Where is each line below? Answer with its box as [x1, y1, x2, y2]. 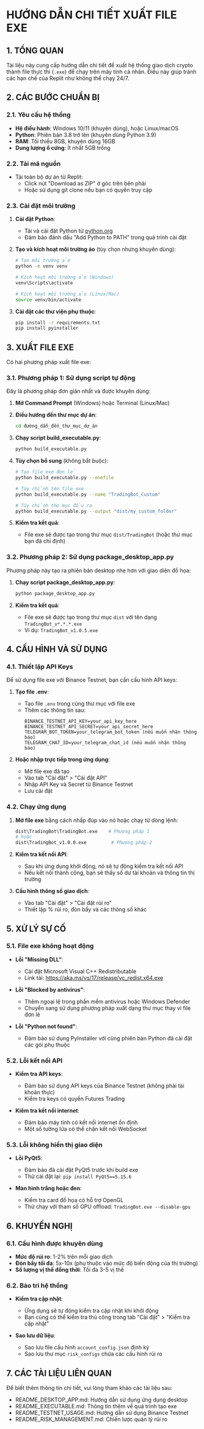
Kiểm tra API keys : [15, 1070, 63, 1078]
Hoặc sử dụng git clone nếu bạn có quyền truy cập [24, 186, 153, 193]
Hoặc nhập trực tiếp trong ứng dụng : [15, 756, 110, 763]
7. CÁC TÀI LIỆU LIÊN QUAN [6, 1368, 112, 1378]
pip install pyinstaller [15, 325, 79, 332]
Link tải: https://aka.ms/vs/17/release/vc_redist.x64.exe [24, 974, 164, 981]
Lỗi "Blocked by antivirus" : [15, 986, 86, 993]
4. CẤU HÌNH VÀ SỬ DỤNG [6, 644, 108, 654]
